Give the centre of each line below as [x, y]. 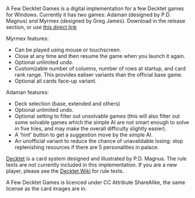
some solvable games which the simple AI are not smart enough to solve [102, 122]
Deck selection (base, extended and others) [67, 104]
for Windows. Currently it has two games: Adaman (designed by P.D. [88, 15]
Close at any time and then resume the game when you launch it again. [100, 56]
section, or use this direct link [41, 27]
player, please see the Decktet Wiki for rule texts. [65, 171]
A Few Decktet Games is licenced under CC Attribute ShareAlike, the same [96, 182]
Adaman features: [27, 92]
